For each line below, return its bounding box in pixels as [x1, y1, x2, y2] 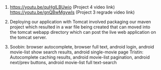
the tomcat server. [9, 34, 47, 40]
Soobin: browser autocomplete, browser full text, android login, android [9, 44, 155, 49]
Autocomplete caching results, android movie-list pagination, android [9, 54, 150, 60]
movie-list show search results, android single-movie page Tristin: [9, 49, 144, 55]
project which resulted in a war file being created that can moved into [9, 24, 151, 30]
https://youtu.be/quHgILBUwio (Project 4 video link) [9, 4, 115, 10]
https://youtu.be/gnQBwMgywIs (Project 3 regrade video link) [9, 9, 135, 15]
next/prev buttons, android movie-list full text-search [9, 60, 117, 65]
